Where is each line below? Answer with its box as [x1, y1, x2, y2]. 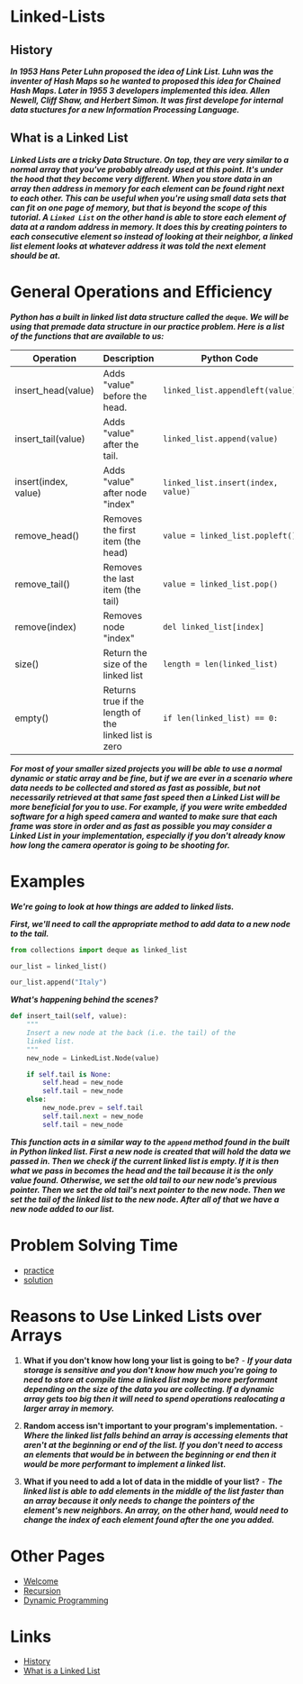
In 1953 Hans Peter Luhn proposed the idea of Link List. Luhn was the [10, 66, 274, 77]
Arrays [10, 1324, 62, 1345]
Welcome [22, 1575, 59, 1587]
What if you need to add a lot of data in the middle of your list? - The [22, 1476, 282, 1487]
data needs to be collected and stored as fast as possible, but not [10, 782, 261, 793]
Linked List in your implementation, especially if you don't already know [10, 830, 286, 841]
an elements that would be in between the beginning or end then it [22, 1449, 277, 1460]
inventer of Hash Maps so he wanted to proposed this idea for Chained [10, 76, 281, 86]
